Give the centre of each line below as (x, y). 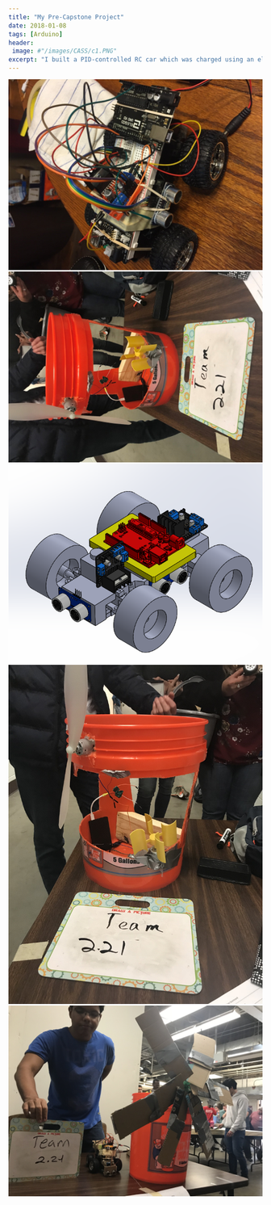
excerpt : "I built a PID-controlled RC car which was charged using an (131, 60)
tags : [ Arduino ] (35, 34)
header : (21, 43)
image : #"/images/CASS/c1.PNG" (64, 51)
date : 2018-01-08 (38, 25)
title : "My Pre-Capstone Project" (67, 17)
